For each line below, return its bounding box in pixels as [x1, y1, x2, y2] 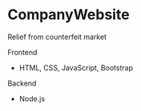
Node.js [18, 93, 46, 103]
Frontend [7, 47, 38, 57]
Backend [7, 78, 37, 88]
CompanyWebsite [7, 6, 130, 24]
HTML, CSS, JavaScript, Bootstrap [18, 62, 134, 73]
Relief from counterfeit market [7, 32, 107, 42]
